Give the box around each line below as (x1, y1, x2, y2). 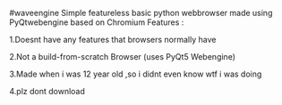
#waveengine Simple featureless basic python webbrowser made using (9, 8, 273, 18)
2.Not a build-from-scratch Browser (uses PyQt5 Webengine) (9, 52, 235, 61)
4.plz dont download (9, 86, 85, 96)
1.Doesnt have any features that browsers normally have (9, 35, 217, 44)
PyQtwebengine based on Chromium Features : (9, 17, 184, 28)
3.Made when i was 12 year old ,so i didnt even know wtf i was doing (9, 69, 262, 79)
